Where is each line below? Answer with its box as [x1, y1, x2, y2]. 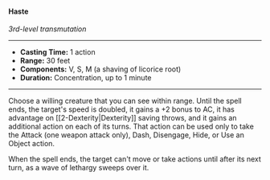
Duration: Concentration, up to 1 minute [19, 73, 152, 83]
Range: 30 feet [19, 56, 71, 66]
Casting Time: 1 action [19, 47, 96, 57]
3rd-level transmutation [8, 24, 87, 34]
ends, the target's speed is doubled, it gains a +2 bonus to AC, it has [8, 104, 235, 114]
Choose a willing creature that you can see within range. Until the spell [8, 96, 243, 106]
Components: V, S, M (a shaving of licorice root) [19, 64, 182, 74]
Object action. [8, 139, 55, 149]
